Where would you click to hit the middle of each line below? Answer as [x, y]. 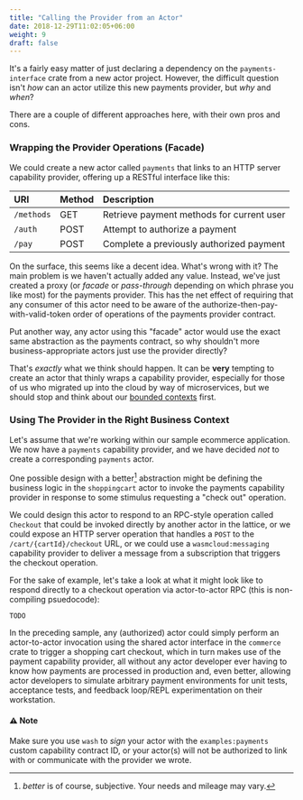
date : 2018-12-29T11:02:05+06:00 [72, 26]
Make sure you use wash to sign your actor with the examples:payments [139, 740]
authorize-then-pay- [240, 304]
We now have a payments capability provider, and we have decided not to [144, 449]
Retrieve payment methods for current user [194, 215]
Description [129, 199]
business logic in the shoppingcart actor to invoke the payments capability [147, 487]
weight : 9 [28, 34]
